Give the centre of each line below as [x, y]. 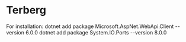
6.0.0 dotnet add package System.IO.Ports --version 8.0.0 [96, 32]
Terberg [26, 10]
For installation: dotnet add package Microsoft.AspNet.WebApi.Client [90, 26]
